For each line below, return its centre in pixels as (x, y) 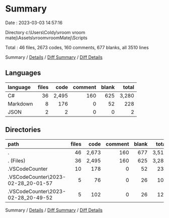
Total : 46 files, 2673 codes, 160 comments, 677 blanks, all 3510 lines (77, 47)
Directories (23, 130)
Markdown (20, 103)
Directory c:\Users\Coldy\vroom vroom (45, 32)
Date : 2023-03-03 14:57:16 (34, 23)
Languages (23, 73)
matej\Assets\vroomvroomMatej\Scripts (46, 38)
